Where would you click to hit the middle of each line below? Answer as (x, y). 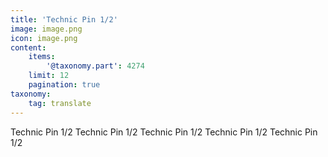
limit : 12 (49, 76)
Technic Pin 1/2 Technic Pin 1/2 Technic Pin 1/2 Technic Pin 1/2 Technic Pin (164, 132)
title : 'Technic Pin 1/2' (64, 19)
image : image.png (46, 29)
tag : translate (60, 103)
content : (28, 47)
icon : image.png (44, 38)
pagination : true (64, 85)
